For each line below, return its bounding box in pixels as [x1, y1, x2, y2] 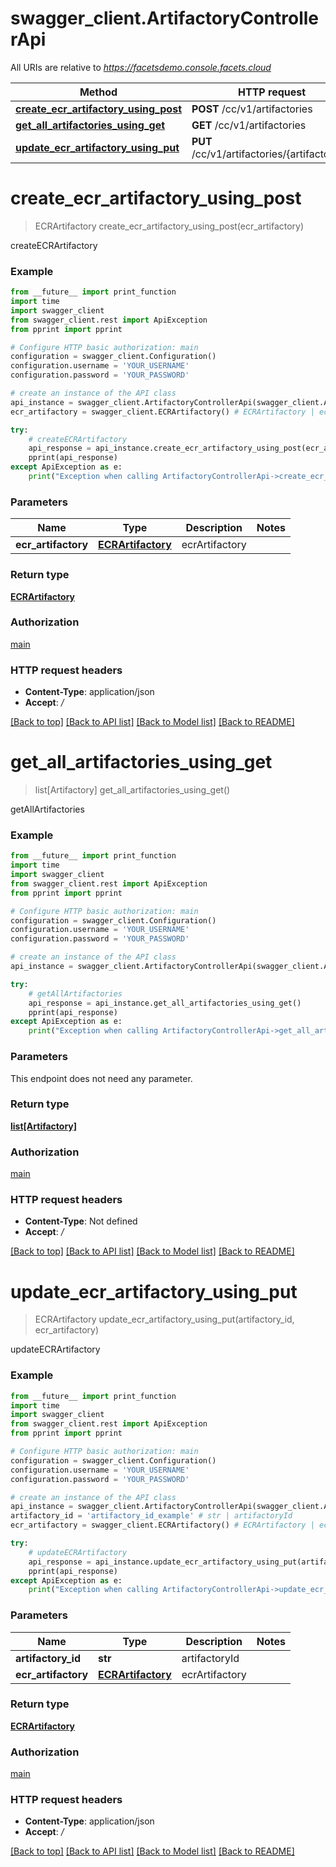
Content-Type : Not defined [24, 1215, 138, 1227]
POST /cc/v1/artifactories [191, 102, 313, 116]
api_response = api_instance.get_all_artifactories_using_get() [28, 998, 302, 1008]
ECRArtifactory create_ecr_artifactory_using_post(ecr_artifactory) [34, 220, 305, 232]
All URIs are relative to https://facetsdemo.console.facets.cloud [10, 61, 272, 73]
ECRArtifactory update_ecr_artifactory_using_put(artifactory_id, [34, 1313, 295, 1326]
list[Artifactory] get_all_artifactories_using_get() [34, 784, 231, 796]
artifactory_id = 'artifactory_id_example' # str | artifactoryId [10, 1511, 293, 1521]
